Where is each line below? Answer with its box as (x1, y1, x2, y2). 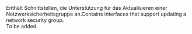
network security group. (6, 17, 64, 24)
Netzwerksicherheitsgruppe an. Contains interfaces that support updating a (6, 10, 187, 17)
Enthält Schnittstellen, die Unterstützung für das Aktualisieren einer (6, 5, 167, 11)
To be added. (6, 23, 38, 29)
